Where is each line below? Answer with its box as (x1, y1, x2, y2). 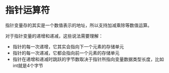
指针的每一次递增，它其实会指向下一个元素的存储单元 (12, 43, 124, 49)
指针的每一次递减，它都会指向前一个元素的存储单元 (12, 50, 120, 56)
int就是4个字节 (12, 62, 44, 68)
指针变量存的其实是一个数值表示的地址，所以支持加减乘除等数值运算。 (5, 22, 152, 28)
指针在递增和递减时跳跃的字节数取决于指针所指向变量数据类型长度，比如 (12, 56, 164, 62)
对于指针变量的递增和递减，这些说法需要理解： (5, 33, 103, 39)
